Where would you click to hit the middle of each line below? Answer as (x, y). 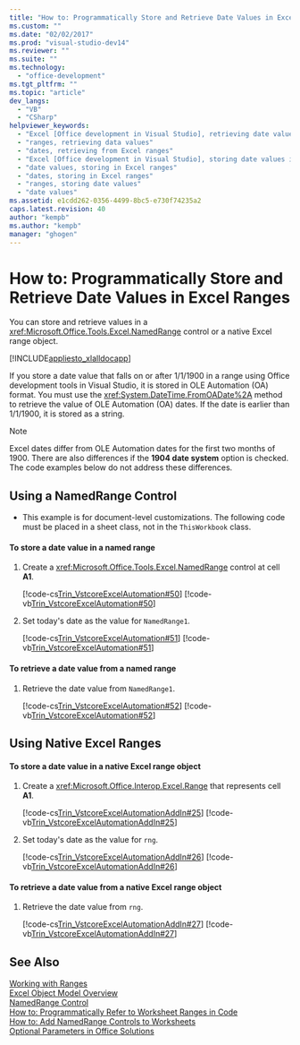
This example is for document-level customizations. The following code (154, 518)
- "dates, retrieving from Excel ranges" (96, 150)
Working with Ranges (48, 984)
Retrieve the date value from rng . (83, 907)
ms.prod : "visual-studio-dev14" (69, 43)
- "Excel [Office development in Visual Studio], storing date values (151, 159)
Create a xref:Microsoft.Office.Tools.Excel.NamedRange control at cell (151, 567)
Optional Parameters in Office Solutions (82, 1032)
